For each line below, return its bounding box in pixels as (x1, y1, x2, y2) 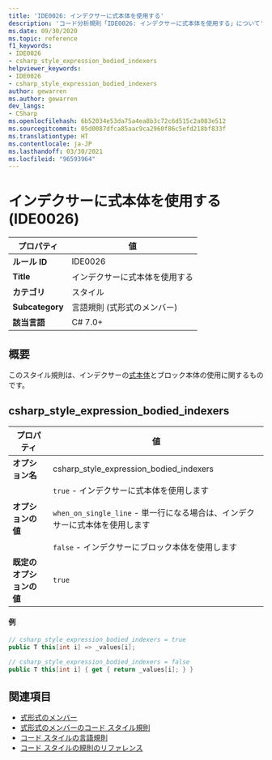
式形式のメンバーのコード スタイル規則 (19, 723, 151, 732)
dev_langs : (8, 102, 45, 110)
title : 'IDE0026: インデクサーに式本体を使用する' (8, 11, 164, 20)
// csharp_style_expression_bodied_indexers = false (8, 657, 190, 666)
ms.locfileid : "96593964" (8, 155, 96, 163)
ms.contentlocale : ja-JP (8, 139, 92, 148)
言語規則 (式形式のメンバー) (71, 302, 178, 313)
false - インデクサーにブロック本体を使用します (52, 541, 237, 553)
